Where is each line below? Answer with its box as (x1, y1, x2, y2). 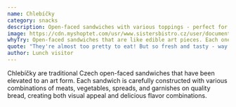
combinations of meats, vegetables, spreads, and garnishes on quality (7, 84, 211, 92)
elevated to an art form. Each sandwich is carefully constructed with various (7, 76, 228, 84)
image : (7, 30, 27, 37)
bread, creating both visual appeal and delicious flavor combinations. (7, 91, 207, 99)
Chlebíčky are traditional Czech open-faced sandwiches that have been (7, 68, 216, 77)
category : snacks (7, 17, 58, 24)
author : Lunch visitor (7, 50, 74, 57)
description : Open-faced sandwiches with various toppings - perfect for (7, 23, 228, 30)
